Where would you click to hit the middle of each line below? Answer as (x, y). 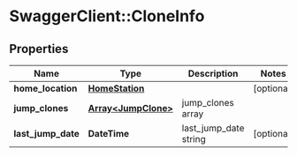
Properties (39, 49)
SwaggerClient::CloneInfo (107, 16)
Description (213, 74)
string (194, 139)
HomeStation (116, 88)
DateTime (109, 134)
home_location (46, 88)
